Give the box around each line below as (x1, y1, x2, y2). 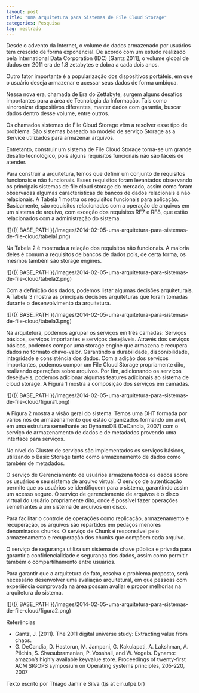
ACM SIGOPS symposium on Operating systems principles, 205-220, (14, 662, 185, 670)
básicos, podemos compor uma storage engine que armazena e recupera (6, 342, 188, 349)
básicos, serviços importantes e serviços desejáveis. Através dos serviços (6, 335, 190, 343)
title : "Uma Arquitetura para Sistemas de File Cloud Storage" (6, 14, 167, 20)
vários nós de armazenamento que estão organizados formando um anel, (6, 416, 187, 424)
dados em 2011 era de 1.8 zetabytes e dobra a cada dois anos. (6, 61, 160, 68)
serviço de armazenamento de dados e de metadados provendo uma (6, 429, 176, 436)
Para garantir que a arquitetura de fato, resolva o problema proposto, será (6, 570, 188, 577)
